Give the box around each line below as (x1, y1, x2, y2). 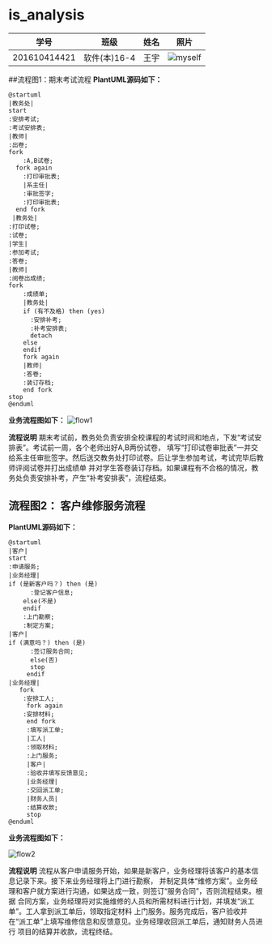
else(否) (29, 655, 58, 664)
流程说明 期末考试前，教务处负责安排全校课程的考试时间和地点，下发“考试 (8, 432, 255, 442)
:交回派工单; (26, 786, 65, 794)
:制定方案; (23, 621, 55, 629)
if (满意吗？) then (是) (8, 638, 87, 646)
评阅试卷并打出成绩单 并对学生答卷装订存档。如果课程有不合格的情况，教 (15, 462, 259, 472)
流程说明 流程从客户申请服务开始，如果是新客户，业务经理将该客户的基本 (8, 865, 252, 875)
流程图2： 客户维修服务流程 (8, 499, 146, 513)
